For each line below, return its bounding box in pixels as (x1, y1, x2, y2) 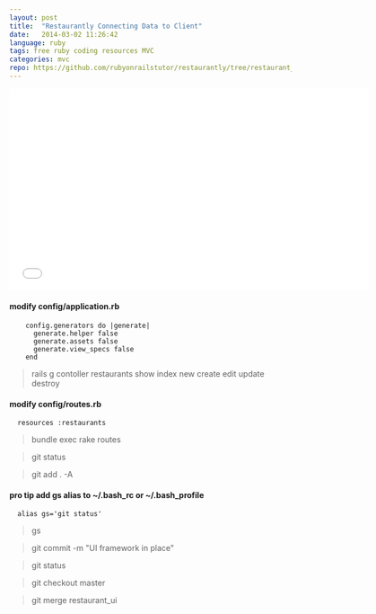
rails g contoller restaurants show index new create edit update (31, 369, 265, 379)
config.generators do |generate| (25, 321, 151, 331)
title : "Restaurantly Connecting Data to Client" (9, 22, 203, 31)
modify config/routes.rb (9, 398, 101, 409)
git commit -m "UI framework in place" (31, 543, 175, 554)
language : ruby (9, 38, 66, 48)
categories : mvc (9, 55, 70, 64)
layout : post (9, 13, 58, 22)
